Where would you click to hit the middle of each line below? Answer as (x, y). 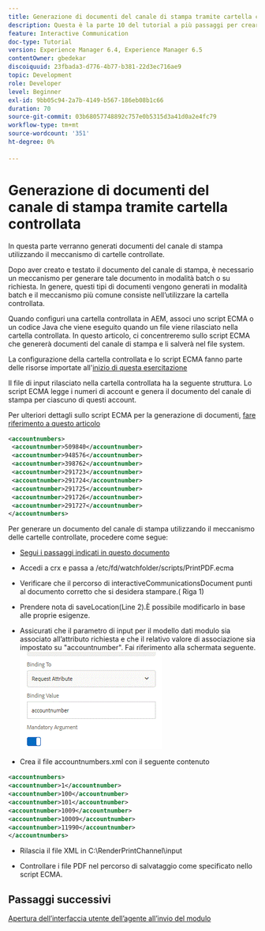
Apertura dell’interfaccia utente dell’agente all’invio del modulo (110, 918)
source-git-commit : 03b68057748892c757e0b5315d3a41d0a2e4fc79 (112, 117)
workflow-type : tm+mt (44, 125)
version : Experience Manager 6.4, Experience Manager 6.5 (105, 50)
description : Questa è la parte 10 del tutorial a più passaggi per (123, 25)
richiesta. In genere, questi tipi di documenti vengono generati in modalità (128, 286)
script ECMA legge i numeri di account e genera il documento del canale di (130, 391)
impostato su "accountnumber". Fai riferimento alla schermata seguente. (138, 648)
